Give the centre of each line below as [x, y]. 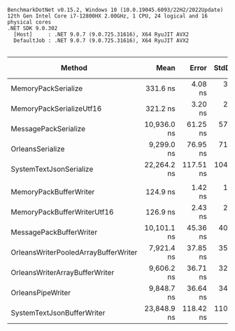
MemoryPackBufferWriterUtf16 [62, 212]
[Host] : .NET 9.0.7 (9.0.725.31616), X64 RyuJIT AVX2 [101, 34]
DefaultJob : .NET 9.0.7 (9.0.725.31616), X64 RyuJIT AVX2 [101, 41]
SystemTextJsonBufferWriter [58, 313]
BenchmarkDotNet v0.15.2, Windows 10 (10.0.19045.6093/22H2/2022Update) [115, 10]
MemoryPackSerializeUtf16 [56, 108]
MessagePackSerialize [48, 129]
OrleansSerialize [38, 149]
